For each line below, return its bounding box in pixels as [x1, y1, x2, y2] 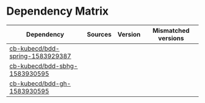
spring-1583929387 [9, 52, 71, 60]
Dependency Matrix [6, 4, 109, 18]
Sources [87, 30, 112, 38]
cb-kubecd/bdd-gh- [9, 79, 71, 88]
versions [158, 34, 184, 42]
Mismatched [152, 26, 190, 35]
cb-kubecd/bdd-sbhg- [9, 62, 78, 70]
